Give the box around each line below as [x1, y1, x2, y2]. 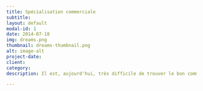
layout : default [6, 20, 47, 26]
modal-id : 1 [6, 25, 36, 32]
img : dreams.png [6, 37, 47, 43]
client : [6, 59, 26, 65]
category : [6, 64, 31, 71]
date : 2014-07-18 [6, 31, 50, 37]
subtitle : [6, 14, 31, 20]
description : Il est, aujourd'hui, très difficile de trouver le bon [6, 71, 185, 77]
